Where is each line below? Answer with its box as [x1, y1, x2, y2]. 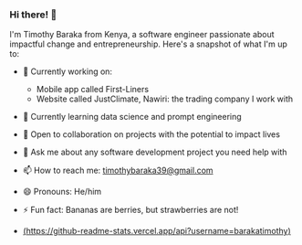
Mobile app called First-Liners [36, 84, 149, 95]
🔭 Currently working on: [22, 66, 112, 77]
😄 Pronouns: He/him [22, 186, 102, 197]
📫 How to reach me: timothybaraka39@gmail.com [22, 165, 213, 176]
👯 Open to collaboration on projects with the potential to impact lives [22, 129, 281, 140]
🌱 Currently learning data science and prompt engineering [22, 112, 242, 122]
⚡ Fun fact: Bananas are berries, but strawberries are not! [22, 205, 239, 216]
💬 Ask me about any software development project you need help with [22, 146, 287, 158]
